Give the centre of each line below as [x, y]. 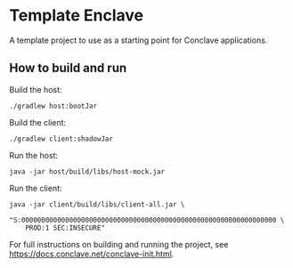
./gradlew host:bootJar [53, 106]
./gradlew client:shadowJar [61, 139]
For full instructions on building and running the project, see [119, 244]
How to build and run [68, 68]
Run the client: [36, 188]
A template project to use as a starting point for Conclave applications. [138, 40]
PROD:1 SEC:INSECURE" [65, 228]
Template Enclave [77, 16]
